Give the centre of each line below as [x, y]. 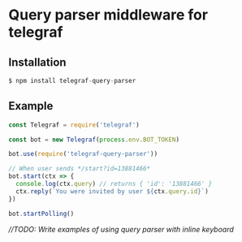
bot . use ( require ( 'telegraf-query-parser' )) [83, 154]
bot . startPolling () [41, 214]
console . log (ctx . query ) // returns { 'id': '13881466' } [114, 184]
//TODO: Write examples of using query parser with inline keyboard [121, 229]
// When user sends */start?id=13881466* [80, 169]
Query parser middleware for [108, 15]
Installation [37, 62]
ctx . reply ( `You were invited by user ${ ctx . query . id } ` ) [112, 191]
